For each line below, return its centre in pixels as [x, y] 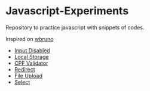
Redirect [25, 69]
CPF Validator [31, 63]
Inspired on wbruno [30, 39]
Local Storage [31, 57]
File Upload [28, 76]
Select [22, 82]
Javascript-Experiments [67, 11]
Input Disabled [32, 50]
